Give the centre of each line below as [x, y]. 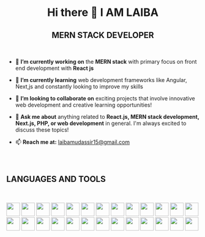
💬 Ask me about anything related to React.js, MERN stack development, [107, 117]
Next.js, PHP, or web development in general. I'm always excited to [101, 123]
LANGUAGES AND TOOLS [56, 179]
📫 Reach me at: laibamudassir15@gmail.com [73, 142]
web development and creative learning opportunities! [83, 105]
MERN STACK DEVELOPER [103, 35]
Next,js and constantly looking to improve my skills [79, 86]
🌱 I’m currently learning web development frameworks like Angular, [101, 80]
